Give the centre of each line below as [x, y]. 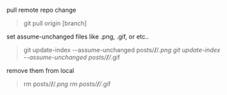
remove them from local [40, 71]
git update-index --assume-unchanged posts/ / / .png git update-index [122, 50]
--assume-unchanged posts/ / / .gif [71, 57]
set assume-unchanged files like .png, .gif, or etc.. [78, 36]
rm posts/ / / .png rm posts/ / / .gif [67, 84]
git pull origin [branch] [55, 23]
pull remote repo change [41, 10]
